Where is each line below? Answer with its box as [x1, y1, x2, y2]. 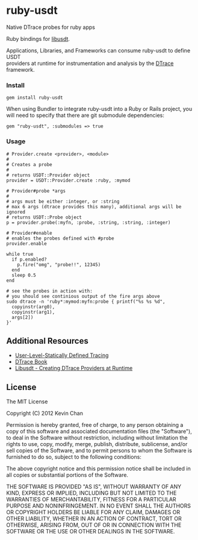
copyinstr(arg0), [11, 303, 55, 310]
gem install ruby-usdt [6, 95, 63, 101]
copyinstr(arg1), [11, 309, 55, 315]
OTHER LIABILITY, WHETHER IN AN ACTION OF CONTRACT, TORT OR [6, 515, 182, 523]
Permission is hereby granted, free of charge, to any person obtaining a [6, 421, 184, 429]
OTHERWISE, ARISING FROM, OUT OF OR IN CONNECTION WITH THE [6, 521, 182, 529]
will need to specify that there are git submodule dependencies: [6, 112, 164, 119]
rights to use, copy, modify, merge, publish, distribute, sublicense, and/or [6, 441, 188, 448]
